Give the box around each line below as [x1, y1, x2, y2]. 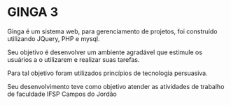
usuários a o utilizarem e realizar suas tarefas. [7, 55, 140, 63]
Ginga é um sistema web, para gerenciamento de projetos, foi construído [7, 27, 218, 35]
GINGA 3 [7, 4, 58, 20]
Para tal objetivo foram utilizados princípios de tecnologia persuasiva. [7, 69, 208, 77]
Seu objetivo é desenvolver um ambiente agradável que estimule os [7, 48, 203, 56]
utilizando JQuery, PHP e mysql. [7, 34, 100, 42]
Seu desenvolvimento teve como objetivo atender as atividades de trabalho [7, 82, 225, 90]
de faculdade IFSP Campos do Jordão [7, 90, 117, 98]
